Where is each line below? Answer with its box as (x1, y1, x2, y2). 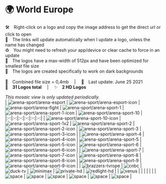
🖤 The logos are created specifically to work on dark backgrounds (5, 68, 143, 74)
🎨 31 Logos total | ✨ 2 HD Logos (5, 84, 87, 90)
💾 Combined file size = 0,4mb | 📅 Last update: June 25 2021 (5, 79, 143, 85)
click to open (5, 31, 32, 37)
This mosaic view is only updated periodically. (5, 94, 100, 100)
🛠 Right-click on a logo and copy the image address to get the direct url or (5, 24, 161, 30)
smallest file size (5, 63, 39, 69)
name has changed (5, 42, 45, 48)
